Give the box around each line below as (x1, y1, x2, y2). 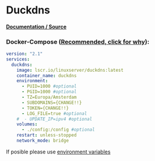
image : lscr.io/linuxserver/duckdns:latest (16, 67, 124, 73)
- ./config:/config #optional (21, 127, 95, 133)
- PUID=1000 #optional (21, 83, 77, 89)
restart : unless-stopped (16, 132, 77, 138)
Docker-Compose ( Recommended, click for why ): (6, 37, 150, 45)
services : (6, 56, 30, 62)
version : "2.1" (6, 51, 43, 57)
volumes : (16, 121, 38, 127)
